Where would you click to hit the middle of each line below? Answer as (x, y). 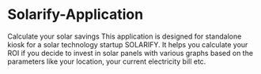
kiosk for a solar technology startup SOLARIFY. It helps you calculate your (128, 44)
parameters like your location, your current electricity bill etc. (107, 61)
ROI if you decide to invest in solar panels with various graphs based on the (130, 53)
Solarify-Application (76, 15)
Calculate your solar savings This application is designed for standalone (125, 36)
